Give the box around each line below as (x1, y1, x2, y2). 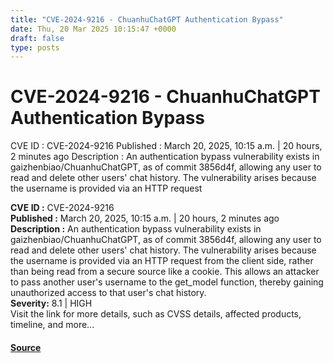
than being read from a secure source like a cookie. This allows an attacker (10, 266, 320, 278)
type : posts (10, 42, 60, 53)
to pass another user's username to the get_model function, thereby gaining (10, 276, 324, 288)
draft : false (10, 33, 65, 43)
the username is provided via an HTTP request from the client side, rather (10, 255, 314, 267)
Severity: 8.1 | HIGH (10, 297, 93, 310)
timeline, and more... (10, 319, 95, 331)
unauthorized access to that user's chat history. (10, 287, 207, 299)
